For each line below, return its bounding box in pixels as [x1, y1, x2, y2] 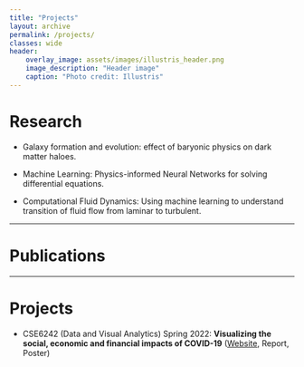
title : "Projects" [9, 13, 79, 23]
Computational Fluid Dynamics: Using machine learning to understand [22, 196, 284, 207]
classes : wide [9, 38, 63, 48]
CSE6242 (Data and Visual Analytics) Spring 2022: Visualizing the [22, 328, 271, 339]
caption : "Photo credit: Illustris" [25, 72, 165, 82]
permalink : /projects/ [9, 30, 95, 39]
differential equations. [22, 178, 104, 188]
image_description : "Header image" [25, 64, 160, 73]
